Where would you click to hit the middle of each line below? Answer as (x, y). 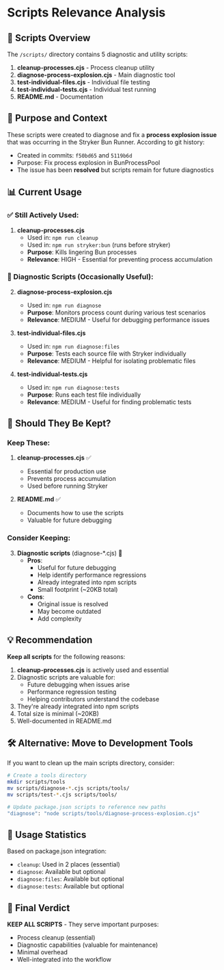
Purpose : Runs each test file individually (84, 395)
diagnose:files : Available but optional (70, 879)
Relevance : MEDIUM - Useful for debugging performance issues (118, 319)
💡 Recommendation (50, 640)
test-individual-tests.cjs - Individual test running (86, 89)
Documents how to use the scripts (75, 513)
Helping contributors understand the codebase (93, 699)
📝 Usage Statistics (47, 835)
